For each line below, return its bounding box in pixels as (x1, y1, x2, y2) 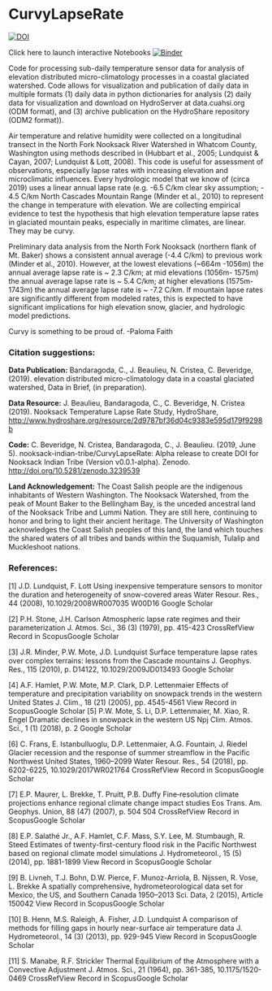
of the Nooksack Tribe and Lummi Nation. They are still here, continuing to (8, 507, 257, 517)
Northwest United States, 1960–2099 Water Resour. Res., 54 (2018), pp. (8, 756, 248, 766)
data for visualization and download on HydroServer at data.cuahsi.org (8, 98, 245, 107)
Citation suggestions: (8, 346, 96, 358)
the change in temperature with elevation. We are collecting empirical (8, 200, 241, 210)
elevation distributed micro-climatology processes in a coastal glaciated (8, 72, 249, 81)
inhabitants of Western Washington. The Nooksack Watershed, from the (8, 490, 249, 500)
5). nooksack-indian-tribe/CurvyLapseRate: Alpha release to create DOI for (8, 449, 259, 459)
